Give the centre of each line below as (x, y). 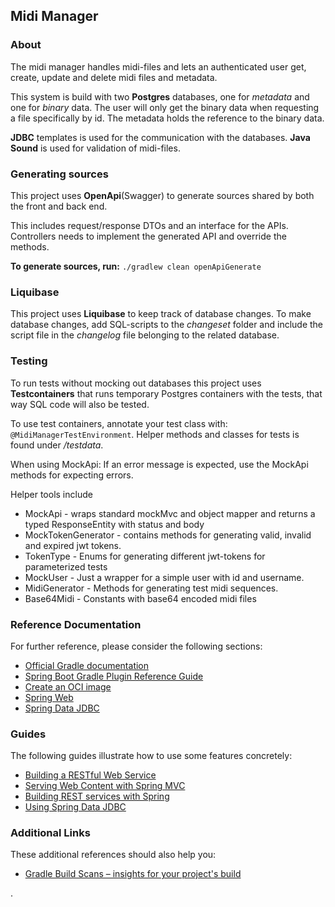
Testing (29, 361)
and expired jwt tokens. (73, 545)
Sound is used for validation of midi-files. (95, 148)
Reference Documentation (76, 624)
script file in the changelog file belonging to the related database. (145, 335)
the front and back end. (59, 206)
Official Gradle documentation (87, 665)
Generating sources (59, 174)
